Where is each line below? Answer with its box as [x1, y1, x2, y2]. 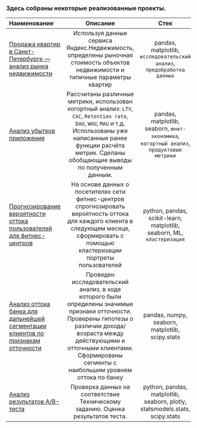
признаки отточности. [69, 307, 132, 315]
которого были [79, 292, 121, 301]
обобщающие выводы [68, 156, 132, 164]
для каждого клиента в [67, 217, 133, 225]
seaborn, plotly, [144, 397, 187, 406]
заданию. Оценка [75, 405, 125, 413]
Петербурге [9, 55, 43, 63]
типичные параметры [69, 73, 131, 82]
